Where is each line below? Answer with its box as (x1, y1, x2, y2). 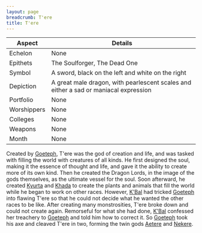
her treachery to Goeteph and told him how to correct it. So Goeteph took (6, 214, 188, 221)
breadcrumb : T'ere (6, 14, 52, 20)
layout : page (6, 8, 39, 15)
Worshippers (9, 106, 46, 114)
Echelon (9, 49, 32, 58)
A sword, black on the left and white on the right (50, 68, 186, 77)
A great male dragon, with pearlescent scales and (50, 79, 191, 87)
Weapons (9, 125, 36, 133)
